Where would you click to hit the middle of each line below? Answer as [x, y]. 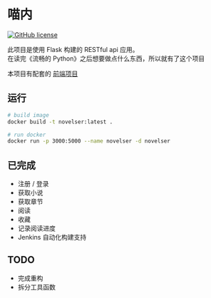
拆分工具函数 [36, 287]
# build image [29, 115]
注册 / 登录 [33, 184]
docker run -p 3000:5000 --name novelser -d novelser [89, 141]
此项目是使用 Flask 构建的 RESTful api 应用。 [73, 49]
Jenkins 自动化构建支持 [52, 237]
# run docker [27, 135]
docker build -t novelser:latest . [60, 122]
